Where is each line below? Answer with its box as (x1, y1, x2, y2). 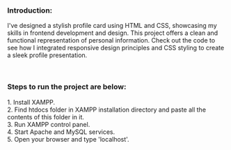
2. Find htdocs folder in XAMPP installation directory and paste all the (7, 105, 207, 114)
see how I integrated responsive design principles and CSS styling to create (7, 44, 225, 52)
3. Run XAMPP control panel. (7, 120, 90, 128)
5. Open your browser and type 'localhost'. (7, 135, 130, 143)
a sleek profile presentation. (7, 51, 88, 59)
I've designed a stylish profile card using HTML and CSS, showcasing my (7, 22, 217, 30)
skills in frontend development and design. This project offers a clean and (7, 29, 218, 37)
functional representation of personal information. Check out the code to (7, 36, 216, 45)
